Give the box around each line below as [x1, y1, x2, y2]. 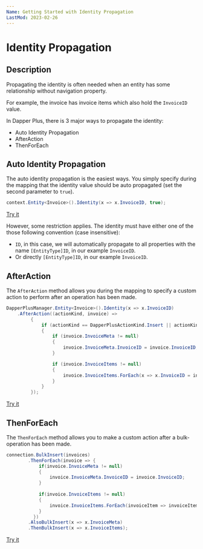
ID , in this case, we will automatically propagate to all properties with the [14, 240, 196, 248]
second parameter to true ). [6, 188, 74, 196]
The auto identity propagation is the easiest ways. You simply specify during [6, 175, 196, 182]
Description [6, 65, 51, 75]
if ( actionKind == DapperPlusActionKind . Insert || [41, 322, 172, 328]
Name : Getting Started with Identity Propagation [6, 8, 134, 15]
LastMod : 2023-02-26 [6, 15, 59, 21]
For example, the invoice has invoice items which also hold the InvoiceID [6, 99, 188, 106]
